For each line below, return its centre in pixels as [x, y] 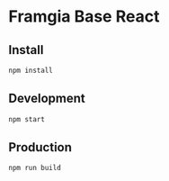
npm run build [35, 168]
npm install [31, 70]
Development [47, 99]
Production [40, 147]
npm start [27, 119]
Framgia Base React [84, 17]
